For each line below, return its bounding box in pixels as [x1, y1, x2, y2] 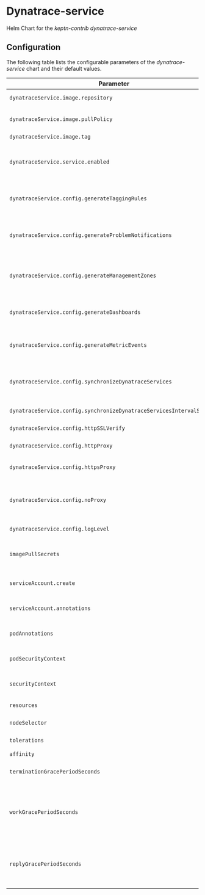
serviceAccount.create [9, 579, 75, 587]
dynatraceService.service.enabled [9, 158, 110, 165]
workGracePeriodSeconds [9, 808, 79, 816]
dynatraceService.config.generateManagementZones [9, 272, 157, 279]
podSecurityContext [9, 655, 66, 662]
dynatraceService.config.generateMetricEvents [9, 341, 148, 349]
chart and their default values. [26, 65, 102, 72]
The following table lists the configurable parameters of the [6, 58, 156, 65]
